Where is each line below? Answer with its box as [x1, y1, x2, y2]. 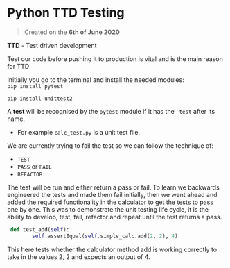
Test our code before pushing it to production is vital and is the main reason [7, 54, 223, 63]
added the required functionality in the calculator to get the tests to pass [7, 198, 213, 206]
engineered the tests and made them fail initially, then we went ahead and [7, 190, 218, 199]
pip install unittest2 [7, 95, 73, 102]
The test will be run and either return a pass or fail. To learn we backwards [7, 183, 220, 192]
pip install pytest [7, 83, 64, 90]
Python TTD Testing [7, 5, 125, 21]
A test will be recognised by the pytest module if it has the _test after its [7, 107, 215, 115]
